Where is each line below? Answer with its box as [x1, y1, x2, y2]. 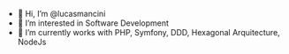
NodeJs [17, 36, 47, 47]
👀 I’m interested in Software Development [17, 18, 170, 28]
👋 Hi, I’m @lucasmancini [17, 9, 106, 19]
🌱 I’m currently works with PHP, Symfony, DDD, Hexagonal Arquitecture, [17, 27, 280, 37]
